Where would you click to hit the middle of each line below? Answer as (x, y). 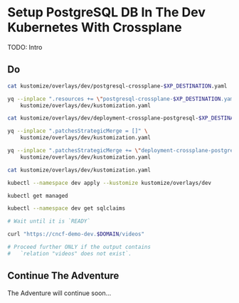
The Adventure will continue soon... (59, 293)
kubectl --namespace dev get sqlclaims (67, 208)
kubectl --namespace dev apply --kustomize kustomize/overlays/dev (110, 183)
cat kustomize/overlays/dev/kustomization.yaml (79, 170)
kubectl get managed (38, 196)
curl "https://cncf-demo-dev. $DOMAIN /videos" (76, 234)
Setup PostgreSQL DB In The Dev (107, 12)
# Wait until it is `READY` (49, 221)
